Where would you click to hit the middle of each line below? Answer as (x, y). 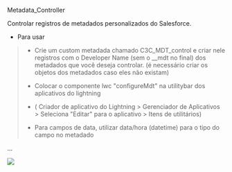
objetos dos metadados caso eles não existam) (102, 72)
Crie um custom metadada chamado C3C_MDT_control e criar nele (130, 50)
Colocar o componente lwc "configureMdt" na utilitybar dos (120, 86)
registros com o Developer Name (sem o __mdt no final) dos (120, 58)
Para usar (31, 37)
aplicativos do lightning (68, 93)
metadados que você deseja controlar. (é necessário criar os (121, 65)
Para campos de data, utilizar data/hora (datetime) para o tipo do (127, 127)
